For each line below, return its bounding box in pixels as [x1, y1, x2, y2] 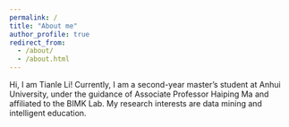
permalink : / [9, 13, 58, 22]
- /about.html [17, 55, 70, 63]
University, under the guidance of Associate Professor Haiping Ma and [9, 89, 269, 99]
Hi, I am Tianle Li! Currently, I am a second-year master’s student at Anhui [9, 80, 281, 89]
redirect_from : [9, 38, 66, 47]
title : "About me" [9, 21, 78, 30]
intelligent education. [9, 108, 87, 118]
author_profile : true [9, 30, 90, 38]
